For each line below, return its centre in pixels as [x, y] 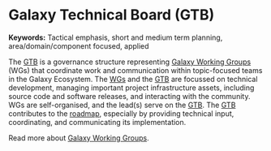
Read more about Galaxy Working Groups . [79, 138]
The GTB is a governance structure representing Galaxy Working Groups [130, 62]
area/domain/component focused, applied [79, 45]
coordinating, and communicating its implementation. [97, 122]
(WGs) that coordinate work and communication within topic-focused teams [135, 70]
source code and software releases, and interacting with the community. [129, 96]
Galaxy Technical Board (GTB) [112, 15]
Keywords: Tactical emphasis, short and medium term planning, [116, 37]
